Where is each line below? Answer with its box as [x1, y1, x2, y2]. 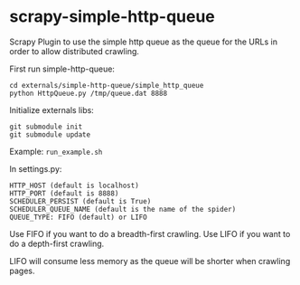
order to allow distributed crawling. [9, 45, 140, 56]
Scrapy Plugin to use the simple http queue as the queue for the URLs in [9, 36, 278, 47]
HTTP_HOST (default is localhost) [9, 181, 140, 190]
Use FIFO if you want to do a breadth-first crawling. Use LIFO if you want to [9, 228, 291, 239]
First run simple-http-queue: [9, 63, 116, 74]
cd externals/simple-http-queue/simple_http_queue [9, 81, 204, 90]
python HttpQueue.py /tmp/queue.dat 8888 [9, 89, 168, 98]
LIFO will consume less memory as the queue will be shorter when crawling [9, 255, 291, 266]
